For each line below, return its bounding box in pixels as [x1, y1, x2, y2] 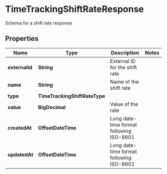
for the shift [110, 64, 137, 71]
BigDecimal [38, 104, 66, 111]
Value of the [110, 101, 138, 108]
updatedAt [7, 151, 34, 158]
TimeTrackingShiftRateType [38, 92, 105, 99]
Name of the [110, 78, 139, 85]
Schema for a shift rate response [5, 20, 72, 26]
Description [111, 49, 139, 56]
